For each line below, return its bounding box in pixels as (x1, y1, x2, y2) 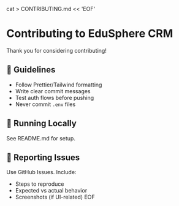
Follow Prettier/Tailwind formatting (15, 81, 102, 88)
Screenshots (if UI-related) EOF (15, 193, 95, 201)
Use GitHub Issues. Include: (6, 169, 77, 176)
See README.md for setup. (6, 134, 75, 142)
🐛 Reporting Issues (6, 152, 80, 162)
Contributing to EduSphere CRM (6, 27, 173, 40)
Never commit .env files (15, 101, 76, 108)
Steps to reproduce (15, 180, 64, 188)
